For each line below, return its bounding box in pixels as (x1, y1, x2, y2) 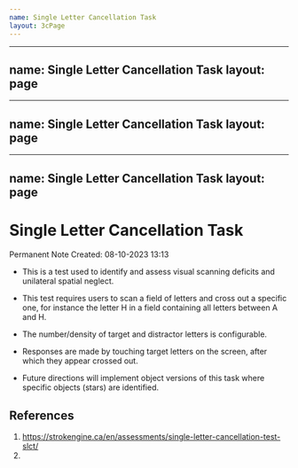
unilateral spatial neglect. (21, 276, 114, 286)
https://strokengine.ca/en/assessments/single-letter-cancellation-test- (21, 432, 281, 442)
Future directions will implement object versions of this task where (21, 373, 265, 384)
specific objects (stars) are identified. (21, 382, 160, 393)
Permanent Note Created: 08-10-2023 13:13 (9, 249, 169, 260)
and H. (21, 312, 47, 323)
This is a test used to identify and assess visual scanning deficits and (21, 267, 275, 277)
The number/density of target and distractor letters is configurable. (21, 329, 268, 339)
